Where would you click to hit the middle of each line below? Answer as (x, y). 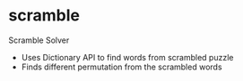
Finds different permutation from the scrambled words (121, 67)
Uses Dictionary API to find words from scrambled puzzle (127, 57)
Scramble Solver (39, 40)
